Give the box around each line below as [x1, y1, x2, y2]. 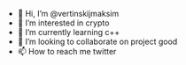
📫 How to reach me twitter [17, 47, 117, 56]
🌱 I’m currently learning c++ [17, 27, 120, 37]
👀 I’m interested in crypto [17, 18, 110, 28]
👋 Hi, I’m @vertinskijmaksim [17, 9, 120, 18]
